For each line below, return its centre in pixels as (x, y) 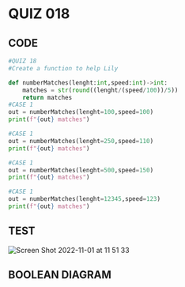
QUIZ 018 (39, 14)
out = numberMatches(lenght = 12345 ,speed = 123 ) (84, 199)
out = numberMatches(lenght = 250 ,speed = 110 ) (81, 141)
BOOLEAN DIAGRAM (60, 275)
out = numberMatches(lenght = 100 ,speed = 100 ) (81, 112)
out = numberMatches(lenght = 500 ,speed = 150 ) (81, 170)
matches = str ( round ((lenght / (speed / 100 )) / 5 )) (100, 90)
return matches (47, 97)
